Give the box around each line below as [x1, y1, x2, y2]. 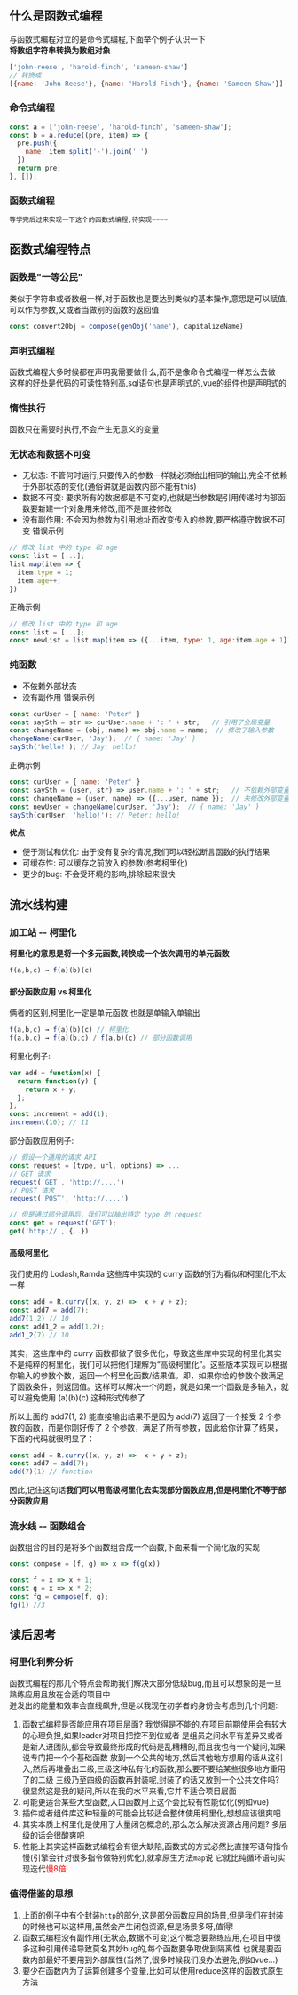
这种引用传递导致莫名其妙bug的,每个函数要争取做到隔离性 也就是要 [29, 1943, 275, 1953]
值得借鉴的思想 [9, 1887, 74, 1900]
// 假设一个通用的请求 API [9, 1153, 98, 1162]
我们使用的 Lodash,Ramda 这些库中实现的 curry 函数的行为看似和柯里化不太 [9, 1269, 286, 1280]
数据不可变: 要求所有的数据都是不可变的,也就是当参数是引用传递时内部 [21, 492, 278, 503]
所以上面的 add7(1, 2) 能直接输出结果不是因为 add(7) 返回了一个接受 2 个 [9, 1411, 274, 1422]
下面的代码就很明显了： [9, 1433, 95, 1444]
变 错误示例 [21, 525, 64, 536]
